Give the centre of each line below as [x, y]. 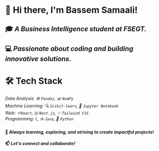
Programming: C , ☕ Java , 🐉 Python [40, 118]
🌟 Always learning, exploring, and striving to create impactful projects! [79, 132]
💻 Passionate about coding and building [69, 49]
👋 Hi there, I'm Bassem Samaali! [71, 10]
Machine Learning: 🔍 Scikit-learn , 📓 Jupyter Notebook [62, 106]
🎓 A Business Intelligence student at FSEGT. [76, 29]
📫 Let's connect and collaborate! [40, 144]
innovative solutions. [38, 59]
